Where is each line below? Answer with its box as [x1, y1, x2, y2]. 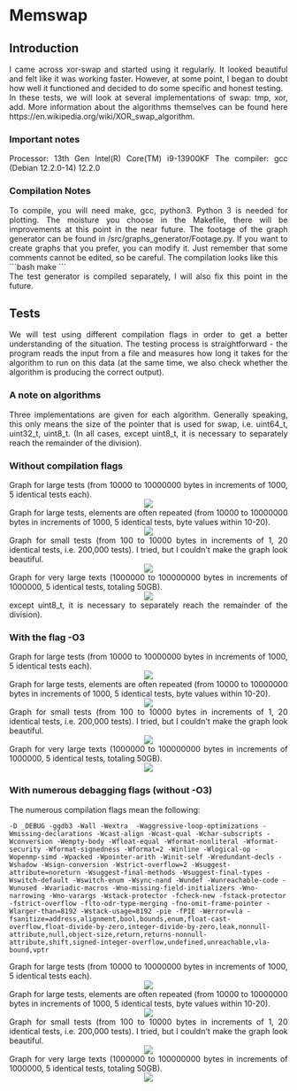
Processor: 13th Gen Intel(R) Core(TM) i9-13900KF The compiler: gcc [9, 153, 288, 164]
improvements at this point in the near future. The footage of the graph [9, 223, 288, 235]
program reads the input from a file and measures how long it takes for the [9, 348, 288, 359]
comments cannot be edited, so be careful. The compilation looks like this [9, 251, 278, 262]
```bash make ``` [9, 261, 66, 272]
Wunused [9, 883, 38, 893]
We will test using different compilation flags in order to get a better [9, 329, 288, 340]
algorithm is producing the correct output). [9, 367, 165, 377]
